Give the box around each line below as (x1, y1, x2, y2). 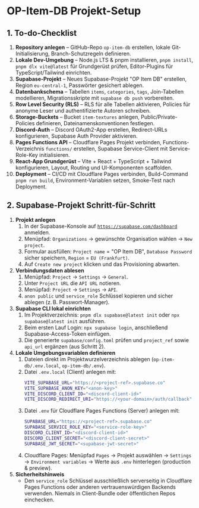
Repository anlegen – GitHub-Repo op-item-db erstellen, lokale (15, 44, 171, 51)
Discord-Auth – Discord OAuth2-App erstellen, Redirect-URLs (15, 126, 168, 133)
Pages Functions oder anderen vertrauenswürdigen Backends (24, 483, 176, 490)
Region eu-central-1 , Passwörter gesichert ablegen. (15, 82, 144, 89)
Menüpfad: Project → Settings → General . (24, 273, 128, 280)
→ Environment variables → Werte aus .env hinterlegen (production (24, 458, 191, 465)
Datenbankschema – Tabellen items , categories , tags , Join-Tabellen (15, 88, 184, 95)
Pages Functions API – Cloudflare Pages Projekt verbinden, (15, 139, 162, 145)
